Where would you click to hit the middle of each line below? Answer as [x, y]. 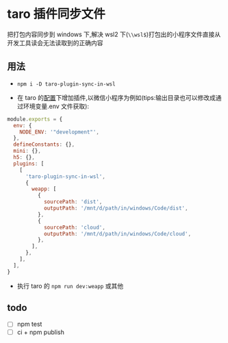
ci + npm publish [41, 332]
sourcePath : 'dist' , [73, 202]
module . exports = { [35, 119]
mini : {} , [27, 151]
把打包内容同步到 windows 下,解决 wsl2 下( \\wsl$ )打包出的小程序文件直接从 [114, 34]
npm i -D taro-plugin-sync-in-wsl [66, 84]
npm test [29, 324]
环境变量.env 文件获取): [56, 106]
